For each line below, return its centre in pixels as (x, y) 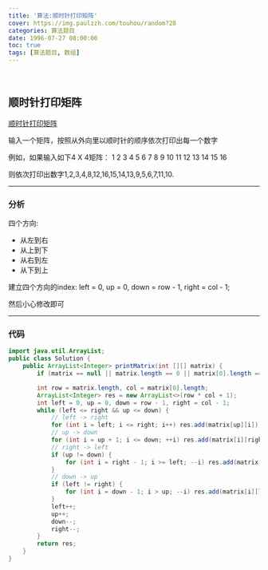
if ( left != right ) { (87, 485)
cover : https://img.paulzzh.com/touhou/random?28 (93, 23)
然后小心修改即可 (36, 304)
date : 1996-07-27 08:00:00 (53, 38)
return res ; (57, 544)
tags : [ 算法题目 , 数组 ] (44, 53)
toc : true (25, 46)
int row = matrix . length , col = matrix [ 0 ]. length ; (123, 388)
